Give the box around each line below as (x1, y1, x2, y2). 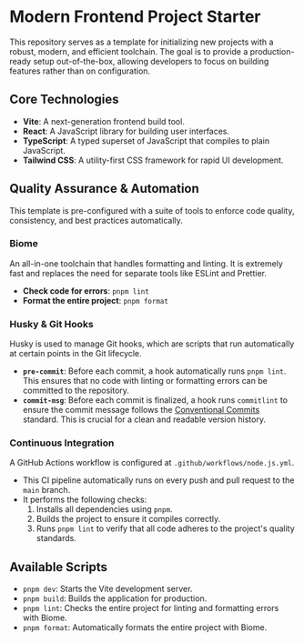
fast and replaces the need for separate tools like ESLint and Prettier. (9, 267, 267, 278)
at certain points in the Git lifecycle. (9, 348, 143, 359)
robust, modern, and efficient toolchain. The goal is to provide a (9, 45, 248, 56)
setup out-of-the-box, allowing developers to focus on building (33, 55, 269, 66)
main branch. (22, 485, 71, 496)
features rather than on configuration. (9, 65, 151, 76)
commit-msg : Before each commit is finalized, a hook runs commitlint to (22, 395, 289, 406)
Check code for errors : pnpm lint (22, 285, 150, 296)
